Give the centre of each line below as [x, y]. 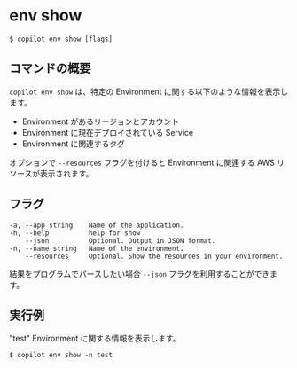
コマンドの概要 [50, 69]
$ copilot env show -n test [61, 356]
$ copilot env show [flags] [61, 39]
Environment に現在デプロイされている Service [108, 132]
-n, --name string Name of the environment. [97, 248]
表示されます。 [66, 173]
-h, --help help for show [75, 233]
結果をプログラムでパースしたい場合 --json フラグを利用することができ [140, 274]
